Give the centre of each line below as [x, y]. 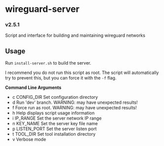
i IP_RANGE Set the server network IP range [57, 118]
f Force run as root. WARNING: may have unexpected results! [74, 108]
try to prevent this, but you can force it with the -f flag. [61, 78]
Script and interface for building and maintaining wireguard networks [75, 35]
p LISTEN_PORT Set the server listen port [55, 129]
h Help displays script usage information [53, 113]
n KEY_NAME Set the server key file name [55, 124]
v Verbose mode [29, 140]
